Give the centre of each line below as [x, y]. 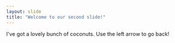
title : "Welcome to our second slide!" [56, 17]
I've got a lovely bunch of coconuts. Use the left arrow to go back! [88, 34]
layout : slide [24, 11]
